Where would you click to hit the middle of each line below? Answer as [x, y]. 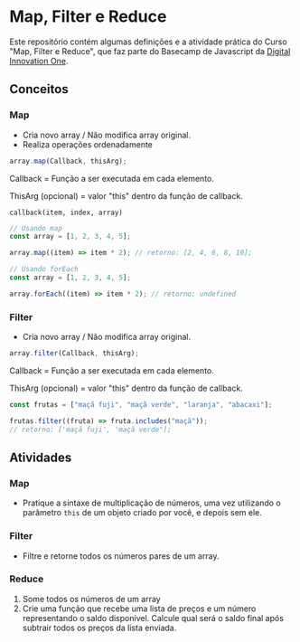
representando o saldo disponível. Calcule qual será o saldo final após [153, 618]
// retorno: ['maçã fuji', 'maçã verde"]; [90, 430]
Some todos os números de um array [91, 599]
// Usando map [36, 228]
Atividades [41, 457]
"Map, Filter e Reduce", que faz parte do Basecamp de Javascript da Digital [150, 51]
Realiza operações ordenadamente [88, 144]
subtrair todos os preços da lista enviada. [99, 628]
